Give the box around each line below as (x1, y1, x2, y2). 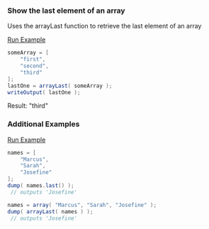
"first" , (20, 56, 46, 63)
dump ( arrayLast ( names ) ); (7, 208, 94, 215)
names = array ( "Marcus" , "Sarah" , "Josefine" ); (7, 201, 157, 208)
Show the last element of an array (7, 6, 125, 16)
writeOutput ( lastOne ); (7, 89, 81, 96)
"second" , (20, 62, 50, 69)
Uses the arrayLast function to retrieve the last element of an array (7, 22, 202, 30)
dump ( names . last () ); (7, 182, 74, 189)
